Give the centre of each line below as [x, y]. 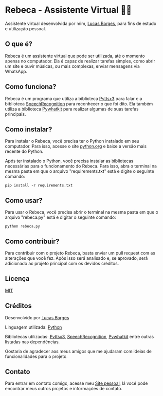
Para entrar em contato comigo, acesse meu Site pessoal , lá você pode [77, 383]
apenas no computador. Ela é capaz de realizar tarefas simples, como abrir [80, 61]
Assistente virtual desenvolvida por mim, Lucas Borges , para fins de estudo [81, 23]
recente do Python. [24, 151]
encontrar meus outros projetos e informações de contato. [64, 389]
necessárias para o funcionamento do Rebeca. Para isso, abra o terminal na [81, 166]
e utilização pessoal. [26, 28]
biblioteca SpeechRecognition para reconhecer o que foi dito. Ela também [79, 104]
